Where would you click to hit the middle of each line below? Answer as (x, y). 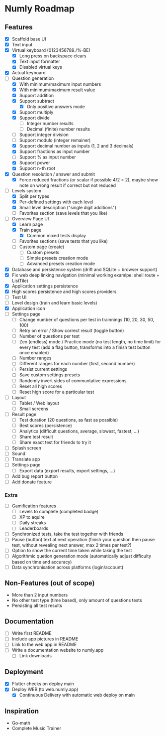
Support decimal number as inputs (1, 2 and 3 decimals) (76, 146)
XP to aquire (32, 517)
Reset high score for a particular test (57, 392)
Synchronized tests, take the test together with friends (68, 534)
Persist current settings (43, 369)
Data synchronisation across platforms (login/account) (68, 567)
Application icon (28, 308)
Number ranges (35, 358)
